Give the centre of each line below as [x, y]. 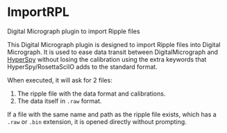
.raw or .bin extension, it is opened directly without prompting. [97, 121]
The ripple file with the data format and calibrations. [91, 94]
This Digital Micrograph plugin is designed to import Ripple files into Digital [114, 44]
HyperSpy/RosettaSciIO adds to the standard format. [82, 66]
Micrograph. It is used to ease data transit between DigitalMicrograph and [113, 52]
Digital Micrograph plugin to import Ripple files [74, 31]
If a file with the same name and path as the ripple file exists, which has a [112, 114]
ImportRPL [38, 12]
